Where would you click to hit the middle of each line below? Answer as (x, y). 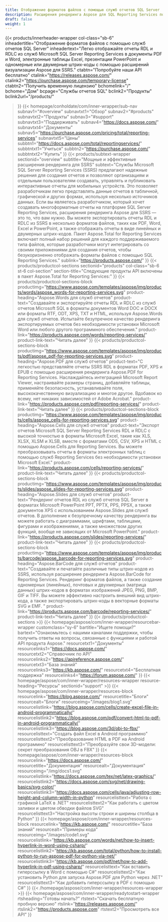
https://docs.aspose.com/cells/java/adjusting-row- (109, 792)
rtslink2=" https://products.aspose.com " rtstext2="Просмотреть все (88, 909)
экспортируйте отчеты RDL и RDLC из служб (108, 303)
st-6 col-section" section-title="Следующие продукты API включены (90, 271)
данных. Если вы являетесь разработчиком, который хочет (81, 202)
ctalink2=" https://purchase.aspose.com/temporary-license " (67, 81)
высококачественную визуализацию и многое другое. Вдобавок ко (90, 393)
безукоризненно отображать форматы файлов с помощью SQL (85, 255)
